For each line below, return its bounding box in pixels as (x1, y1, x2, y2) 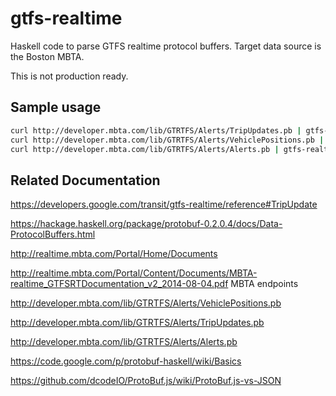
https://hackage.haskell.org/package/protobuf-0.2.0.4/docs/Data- (10, 218, 283, 230)
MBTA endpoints (230, 278, 299, 290)
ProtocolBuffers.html (10, 228, 96, 241)
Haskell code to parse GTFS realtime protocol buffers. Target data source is (10, 40, 322, 52)
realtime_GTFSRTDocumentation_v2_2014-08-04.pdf (10, 278, 229, 290)
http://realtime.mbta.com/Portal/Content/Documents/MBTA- (10, 267, 258, 279)
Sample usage (10, 99, 102, 116)
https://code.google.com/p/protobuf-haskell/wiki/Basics (10, 355, 242, 367)
